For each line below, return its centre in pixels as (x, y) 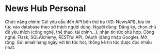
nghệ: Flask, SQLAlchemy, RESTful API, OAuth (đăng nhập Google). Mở (76, 37)
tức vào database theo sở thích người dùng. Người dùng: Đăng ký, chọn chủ (81, 27)
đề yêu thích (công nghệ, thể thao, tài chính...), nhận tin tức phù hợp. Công (80, 32)
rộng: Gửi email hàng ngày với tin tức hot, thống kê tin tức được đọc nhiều (79, 42)
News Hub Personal (46, 8)
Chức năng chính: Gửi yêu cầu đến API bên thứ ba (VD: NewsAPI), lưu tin (78, 22)
